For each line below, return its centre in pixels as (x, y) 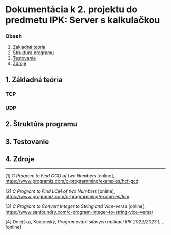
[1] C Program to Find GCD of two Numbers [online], (60, 176)
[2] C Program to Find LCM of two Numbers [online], (60, 191)
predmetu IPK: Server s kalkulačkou (83, 20)
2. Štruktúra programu (41, 124)
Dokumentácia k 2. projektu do (72, 9)
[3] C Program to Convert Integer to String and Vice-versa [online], (76, 206)
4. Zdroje (20, 159)
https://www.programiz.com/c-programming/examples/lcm (67, 197)
